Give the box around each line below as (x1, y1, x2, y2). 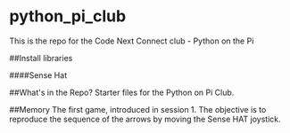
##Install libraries (9, 52, 73, 63)
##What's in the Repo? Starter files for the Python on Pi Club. (9, 87, 235, 98)
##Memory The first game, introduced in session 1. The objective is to (9, 104, 267, 114)
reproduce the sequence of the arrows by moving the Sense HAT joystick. (9, 113, 281, 124)
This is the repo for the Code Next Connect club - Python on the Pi (9, 35, 254, 46)
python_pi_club (9, 6, 127, 27)
